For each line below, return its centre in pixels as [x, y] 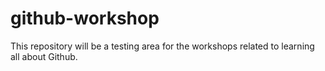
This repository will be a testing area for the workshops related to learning [162, 46]
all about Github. [44, 56]
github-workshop [85, 18]
